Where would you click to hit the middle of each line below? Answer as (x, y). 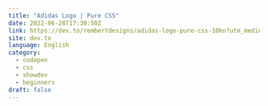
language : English (39, 45)
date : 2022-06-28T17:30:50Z (55, 23)
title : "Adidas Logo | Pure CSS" (64, 16)
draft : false (30, 90)
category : (25, 53)
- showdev (32, 75)
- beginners (35, 82)
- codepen (32, 61)
